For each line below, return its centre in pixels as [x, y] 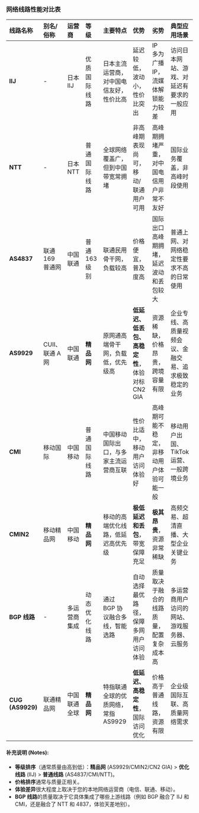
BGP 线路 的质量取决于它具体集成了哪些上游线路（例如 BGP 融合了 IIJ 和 [102, 796]
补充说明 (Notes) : [28, 752]
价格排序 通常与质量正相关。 [49, 782]
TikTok [180, 452]
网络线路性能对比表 [33, 9]
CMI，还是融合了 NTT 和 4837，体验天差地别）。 [74, 804]
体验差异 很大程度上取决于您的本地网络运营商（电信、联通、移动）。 [97, 789]
